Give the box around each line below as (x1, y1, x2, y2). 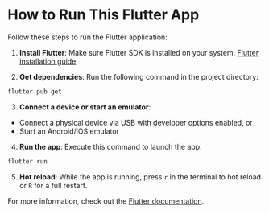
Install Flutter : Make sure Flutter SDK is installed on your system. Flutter (19, 47, 259, 57)
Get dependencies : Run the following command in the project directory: (19, 72, 259, 81)
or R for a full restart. (19, 180, 88, 190)
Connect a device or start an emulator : (19, 102, 151, 112)
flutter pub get (7, 87, 62, 96)
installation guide (19, 56, 77, 66)
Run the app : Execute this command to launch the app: (19, 142, 202, 151)
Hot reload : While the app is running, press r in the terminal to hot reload (19, 171, 262, 182)
